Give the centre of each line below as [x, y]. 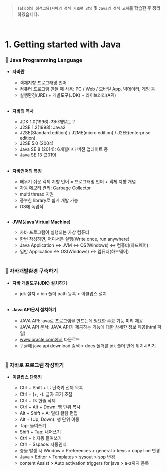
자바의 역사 [23, 111]
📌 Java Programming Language [44, 60]
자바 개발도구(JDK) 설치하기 [39, 283]
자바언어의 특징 [27, 171]
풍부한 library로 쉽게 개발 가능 [49, 200]
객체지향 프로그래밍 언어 [43, 83]
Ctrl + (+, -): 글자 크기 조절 [46, 394]
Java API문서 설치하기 [34, 309]
